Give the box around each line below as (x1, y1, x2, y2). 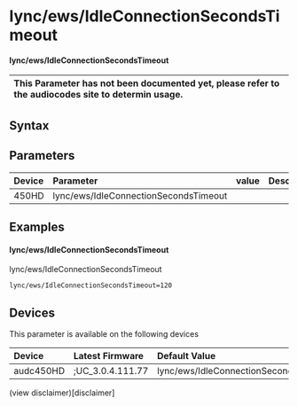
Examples (9, 219, 65, 234)
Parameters (9, 148, 75, 163)
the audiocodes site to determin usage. (13, 89, 184, 101)
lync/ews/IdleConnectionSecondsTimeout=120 (9, 281, 173, 290)
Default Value (156, 350, 216, 362)
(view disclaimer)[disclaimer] (9, 387, 115, 398)
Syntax (9, 118, 50, 133)
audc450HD (13, 365, 65, 377)
